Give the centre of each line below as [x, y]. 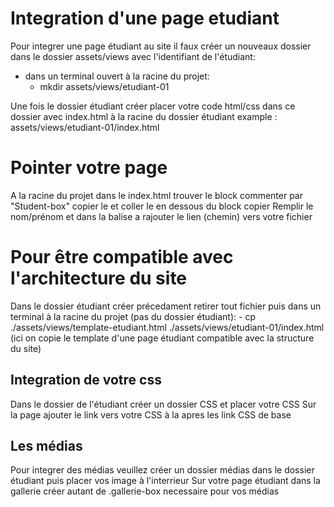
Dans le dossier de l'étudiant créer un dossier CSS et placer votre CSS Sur [163, 404]
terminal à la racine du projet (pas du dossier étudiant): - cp [133, 316]
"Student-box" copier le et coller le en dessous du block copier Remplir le [162, 206]
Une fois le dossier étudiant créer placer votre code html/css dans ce [153, 106]
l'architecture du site [99, 278]
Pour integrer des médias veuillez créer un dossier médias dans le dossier [162, 470]
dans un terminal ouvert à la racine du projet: [117, 76]
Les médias [46, 446]
